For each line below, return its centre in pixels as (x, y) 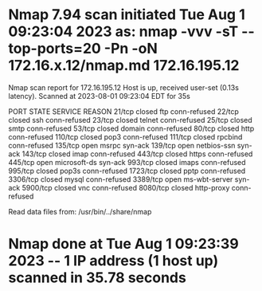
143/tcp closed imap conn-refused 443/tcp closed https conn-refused (137, 154)
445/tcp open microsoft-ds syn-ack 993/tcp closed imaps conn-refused (127, 162)
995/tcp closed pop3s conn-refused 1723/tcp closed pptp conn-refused (127, 171)
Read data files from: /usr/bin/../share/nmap (80, 211)
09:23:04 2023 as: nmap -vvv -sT (123, 31)
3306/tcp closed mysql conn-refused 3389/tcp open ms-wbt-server (121, 179)
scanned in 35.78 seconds (98, 278)
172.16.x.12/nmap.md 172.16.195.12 (124, 66)
